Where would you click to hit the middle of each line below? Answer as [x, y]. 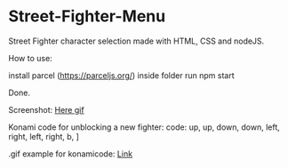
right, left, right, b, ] [44, 136]
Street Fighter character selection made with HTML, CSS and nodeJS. [136, 41]
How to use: [30, 58]
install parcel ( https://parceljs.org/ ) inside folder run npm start [121, 75]
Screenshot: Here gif [47, 109]
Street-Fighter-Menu [87, 16]
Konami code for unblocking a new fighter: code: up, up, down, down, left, [144, 127]
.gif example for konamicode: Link [71, 154]
